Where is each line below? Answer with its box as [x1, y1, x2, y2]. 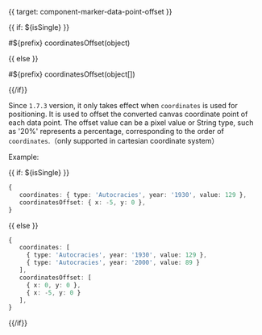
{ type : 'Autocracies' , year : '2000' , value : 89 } [26, 258, 200, 267]
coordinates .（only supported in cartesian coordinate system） [8, 136, 219, 145]
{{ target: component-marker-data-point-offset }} [8, 7, 173, 16]
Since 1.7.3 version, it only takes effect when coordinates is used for [8, 101, 238, 110]
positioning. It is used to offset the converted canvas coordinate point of [8, 109, 248, 119]
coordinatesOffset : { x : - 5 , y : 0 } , [19, 198, 147, 207]
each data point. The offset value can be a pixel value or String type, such [8, 118, 254, 128]
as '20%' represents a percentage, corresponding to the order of [8, 127, 224, 136]
